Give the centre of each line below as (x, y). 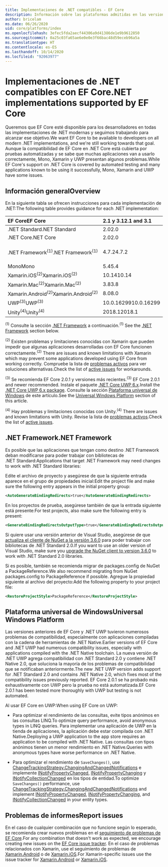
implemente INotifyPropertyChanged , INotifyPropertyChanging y (79, 773)
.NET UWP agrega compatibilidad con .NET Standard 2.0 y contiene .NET (81, 659)
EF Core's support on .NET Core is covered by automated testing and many (83, 165)
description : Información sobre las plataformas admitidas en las (76, 15)
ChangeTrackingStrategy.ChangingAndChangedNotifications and (79, 789)
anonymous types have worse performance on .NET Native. (74, 753)
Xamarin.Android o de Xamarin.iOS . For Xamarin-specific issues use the (78, 854)
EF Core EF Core (27, 221)
